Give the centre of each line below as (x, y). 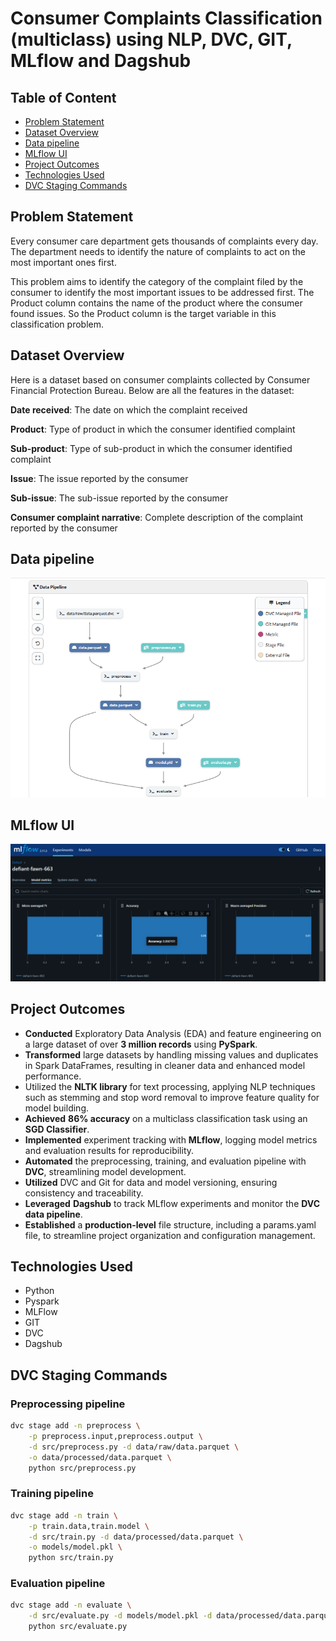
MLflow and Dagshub (101, 61)
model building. (57, 1108)
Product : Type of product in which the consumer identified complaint (153, 429)
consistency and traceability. (84, 1193)
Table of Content (63, 97)
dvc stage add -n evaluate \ (71, 1605)
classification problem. (57, 324)
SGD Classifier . (57, 1129)
